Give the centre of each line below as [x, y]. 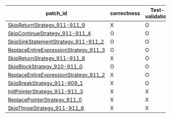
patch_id [56, 13]
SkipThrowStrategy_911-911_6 [46, 108]
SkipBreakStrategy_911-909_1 [46, 83]
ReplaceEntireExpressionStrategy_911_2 [56, 75]
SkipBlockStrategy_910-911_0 [45, 67]
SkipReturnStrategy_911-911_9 [47, 25]
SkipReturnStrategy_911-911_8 [47, 58]
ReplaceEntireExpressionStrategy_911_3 [56, 50]
